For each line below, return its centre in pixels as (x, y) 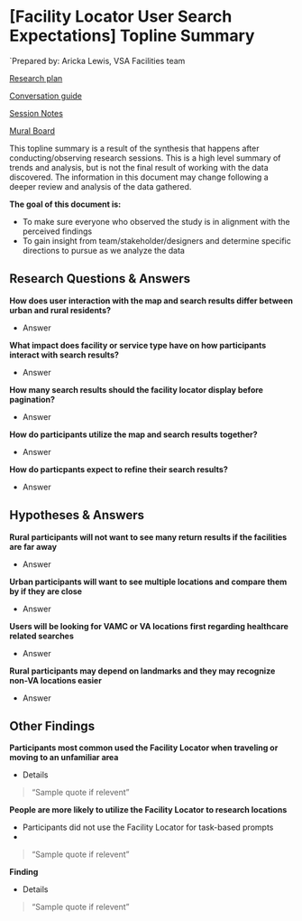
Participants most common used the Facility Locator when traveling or (144, 748)
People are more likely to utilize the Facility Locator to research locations (148, 810)
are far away (33, 546)
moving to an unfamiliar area (64, 758)
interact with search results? (64, 355)
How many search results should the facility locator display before (137, 389)
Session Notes (36, 113)
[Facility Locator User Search (121, 17)
